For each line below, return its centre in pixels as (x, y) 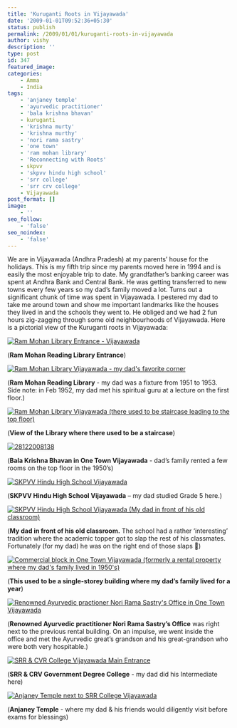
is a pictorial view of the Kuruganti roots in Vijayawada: (88, 328)
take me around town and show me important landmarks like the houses (113, 305)
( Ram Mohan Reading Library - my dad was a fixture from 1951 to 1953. (112, 383)
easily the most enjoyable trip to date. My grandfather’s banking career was (118, 274)
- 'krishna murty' (47, 126)
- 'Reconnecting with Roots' (63, 160)
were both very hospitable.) (48, 647)
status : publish (31, 27)
